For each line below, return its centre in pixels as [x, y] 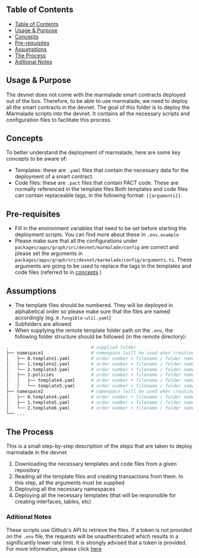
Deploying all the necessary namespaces [65, 489]
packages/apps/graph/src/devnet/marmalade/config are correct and [97, 247]
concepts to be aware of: [37, 159]
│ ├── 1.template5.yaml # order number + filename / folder [94, 402]
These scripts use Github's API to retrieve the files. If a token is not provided [99, 530]
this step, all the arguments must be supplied [70, 483]
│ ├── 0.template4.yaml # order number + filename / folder [94, 397]
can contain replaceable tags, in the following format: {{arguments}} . [98, 195]
